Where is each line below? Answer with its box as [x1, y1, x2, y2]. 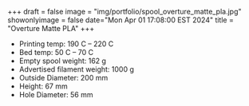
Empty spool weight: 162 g [18, 56, 107, 65]
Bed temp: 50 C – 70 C [18, 48, 93, 57]
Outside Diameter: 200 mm [18, 73, 109, 82]
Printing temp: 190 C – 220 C [18, 39, 114, 49]
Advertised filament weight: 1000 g [18, 65, 135, 74]
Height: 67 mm [18, 81, 69, 91]
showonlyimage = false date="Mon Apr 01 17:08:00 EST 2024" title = [7, 15, 235, 25]
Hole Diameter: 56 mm [18, 90, 93, 99]
